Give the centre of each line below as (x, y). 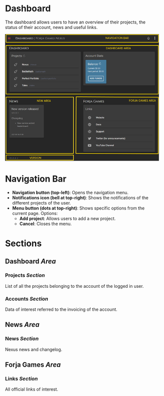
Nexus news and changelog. (34, 349)
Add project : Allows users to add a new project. (67, 218)
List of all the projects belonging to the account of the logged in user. (74, 286)
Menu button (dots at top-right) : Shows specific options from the (78, 208)
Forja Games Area (33, 365)
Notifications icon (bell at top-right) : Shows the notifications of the (80, 198)
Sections (23, 243)
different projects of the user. (41, 203)
